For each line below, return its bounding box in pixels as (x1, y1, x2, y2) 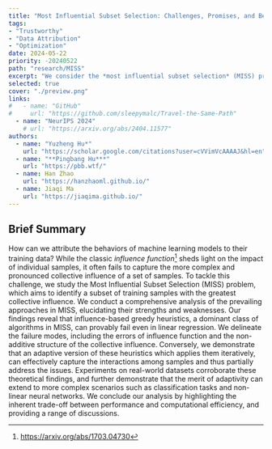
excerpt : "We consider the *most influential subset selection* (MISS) (8, 72, 255, 80)
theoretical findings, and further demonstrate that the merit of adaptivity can (8, 374, 263, 384)
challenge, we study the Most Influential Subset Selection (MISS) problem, (8, 280, 257, 290)
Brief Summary (8, 222, 87, 236)
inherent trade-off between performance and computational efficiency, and (8, 400, 260, 409)
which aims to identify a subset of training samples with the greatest (8, 288, 236, 298)
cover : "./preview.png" (8, 87, 89, 95)
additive (8, 340, 36, 349)
